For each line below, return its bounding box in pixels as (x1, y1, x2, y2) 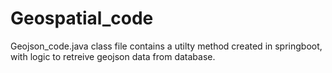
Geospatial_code (10, 7, 154, 30)
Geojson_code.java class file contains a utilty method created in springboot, (10, 40, 323, 52)
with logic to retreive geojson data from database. (10, 50, 216, 62)
